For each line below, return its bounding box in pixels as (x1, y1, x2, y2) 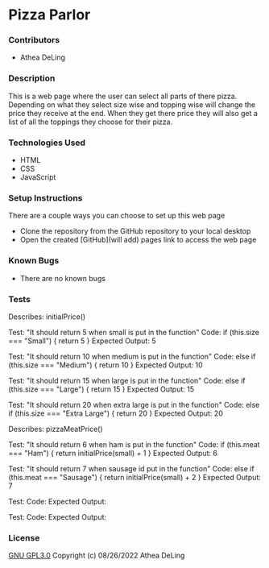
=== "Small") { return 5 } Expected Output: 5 (8, 336, 156, 346)
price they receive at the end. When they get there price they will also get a (8, 108, 258, 118)
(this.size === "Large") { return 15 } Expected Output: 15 (8, 384, 195, 394)
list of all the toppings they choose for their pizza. (8, 117, 173, 126)
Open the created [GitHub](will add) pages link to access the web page (19, 235, 257, 245)
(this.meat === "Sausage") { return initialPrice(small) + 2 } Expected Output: (8, 472, 262, 482)
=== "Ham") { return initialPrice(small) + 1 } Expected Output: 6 (8, 448, 217, 458)
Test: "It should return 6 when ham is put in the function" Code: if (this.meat (8, 439, 260, 449)
